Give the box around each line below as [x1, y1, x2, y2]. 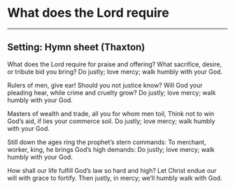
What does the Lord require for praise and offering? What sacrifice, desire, [7, 59, 222, 68]
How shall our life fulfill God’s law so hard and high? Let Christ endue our [7, 166, 217, 174]
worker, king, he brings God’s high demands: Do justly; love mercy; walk [7, 145, 215, 153]
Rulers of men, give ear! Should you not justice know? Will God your [7, 80, 203, 89]
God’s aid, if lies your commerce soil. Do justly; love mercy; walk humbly [7, 117, 215, 125]
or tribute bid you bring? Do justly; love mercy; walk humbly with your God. [7, 67, 222, 76]
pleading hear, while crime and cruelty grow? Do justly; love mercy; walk [7, 88, 216, 97]
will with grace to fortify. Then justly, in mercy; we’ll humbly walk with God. [7, 174, 222, 182]
